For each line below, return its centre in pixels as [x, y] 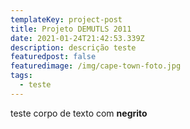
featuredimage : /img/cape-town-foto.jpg [96, 66]
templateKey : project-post [66, 19]
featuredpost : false [53, 57]
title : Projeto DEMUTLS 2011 [71, 29]
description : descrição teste [73, 47]
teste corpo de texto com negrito [79, 113]
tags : [21, 76]
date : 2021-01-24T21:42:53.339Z [77, 38]
